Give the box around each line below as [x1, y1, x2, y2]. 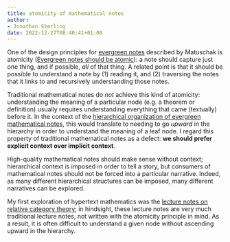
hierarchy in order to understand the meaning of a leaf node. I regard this [7, 127, 214, 135]
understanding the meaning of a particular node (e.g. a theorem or [7, 98, 195, 107]
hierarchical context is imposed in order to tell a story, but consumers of [7, 162, 211, 170]
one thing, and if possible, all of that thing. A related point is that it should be [7, 63, 223, 71]
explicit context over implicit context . [7, 142, 115, 150]
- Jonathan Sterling [7, 23, 67, 30]
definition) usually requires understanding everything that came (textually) [7, 105, 218, 113]
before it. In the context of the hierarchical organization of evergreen [7, 113, 201, 121]
